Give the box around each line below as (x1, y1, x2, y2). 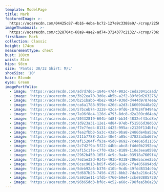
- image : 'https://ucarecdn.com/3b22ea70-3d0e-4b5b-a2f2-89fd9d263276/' (9, 93, 161, 98)
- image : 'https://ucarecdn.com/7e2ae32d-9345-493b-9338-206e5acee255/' (9, 157, 161, 162)
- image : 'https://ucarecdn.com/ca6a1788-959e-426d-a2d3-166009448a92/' (9, 103, 161, 107)
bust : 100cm (5, 52, 29, 58)
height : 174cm (5, 43, 34, 48)
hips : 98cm (5, 62, 27, 66)
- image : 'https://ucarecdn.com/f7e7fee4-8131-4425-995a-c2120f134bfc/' (9, 125, 161, 130)
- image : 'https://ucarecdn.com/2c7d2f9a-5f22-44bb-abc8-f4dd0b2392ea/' (9, 144, 161, 149)
